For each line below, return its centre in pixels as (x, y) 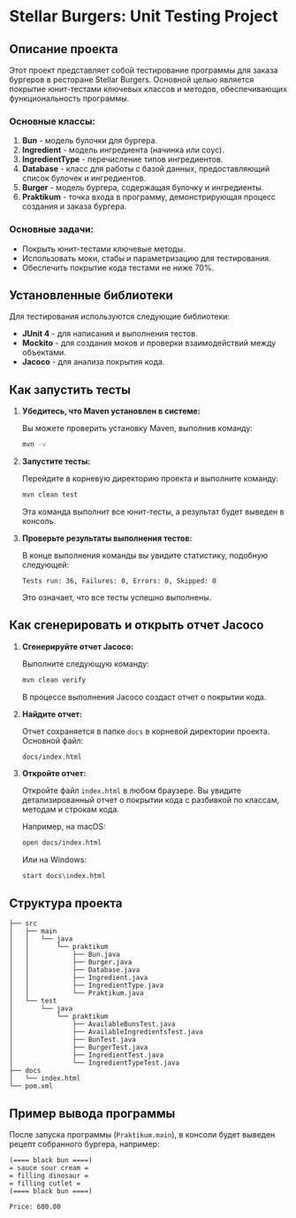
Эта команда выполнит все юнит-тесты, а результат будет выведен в (153, 512)
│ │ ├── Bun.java (65, 955)
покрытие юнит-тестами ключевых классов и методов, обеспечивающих (148, 89)
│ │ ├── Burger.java (71, 962)
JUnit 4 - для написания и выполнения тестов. (110, 334)
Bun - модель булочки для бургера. (89, 141)
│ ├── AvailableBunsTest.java (92, 1024)
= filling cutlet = (45, 1183)
